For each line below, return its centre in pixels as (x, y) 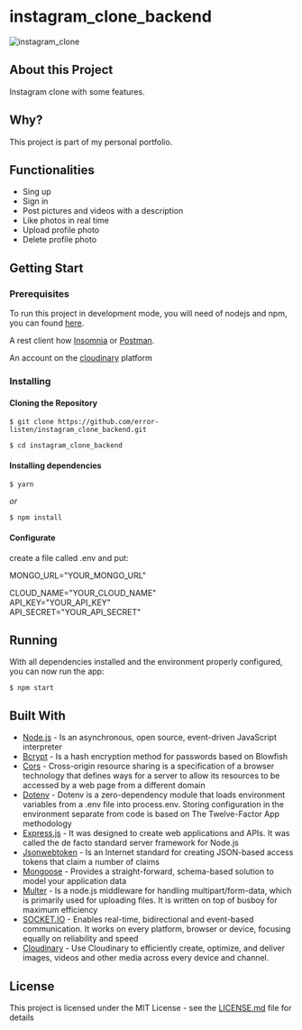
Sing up (37, 192)
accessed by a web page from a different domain (114, 786)
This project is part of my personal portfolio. (91, 142)
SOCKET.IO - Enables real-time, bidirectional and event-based (138, 920)
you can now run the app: (57, 671)
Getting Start (46, 268)
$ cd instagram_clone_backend (66, 446)
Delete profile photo (59, 240)
